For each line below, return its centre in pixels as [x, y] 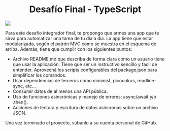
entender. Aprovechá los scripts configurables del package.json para [85, 70]
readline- [147, 80]
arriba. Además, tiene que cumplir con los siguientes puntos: [69, 49]
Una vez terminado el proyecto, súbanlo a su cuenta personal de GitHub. [81, 122]
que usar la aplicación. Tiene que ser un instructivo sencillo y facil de [85, 64]
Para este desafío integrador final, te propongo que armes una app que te [82, 33]
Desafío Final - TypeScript [85, 9]
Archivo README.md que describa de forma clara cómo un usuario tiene [89, 59]
